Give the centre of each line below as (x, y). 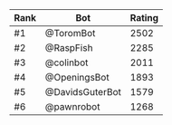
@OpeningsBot (77, 77)
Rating (144, 18)
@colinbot (67, 62)
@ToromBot (70, 33)
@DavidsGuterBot (83, 92)
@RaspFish (69, 48)
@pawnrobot (72, 106)
